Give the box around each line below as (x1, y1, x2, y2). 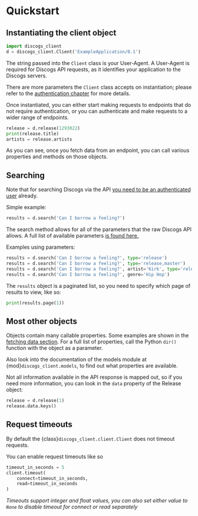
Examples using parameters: (6, 244, 75, 251)
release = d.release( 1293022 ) (6, 125, 81, 131)
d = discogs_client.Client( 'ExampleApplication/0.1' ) (6, 48, 141, 54)
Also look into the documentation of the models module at (6, 356, 147, 363)
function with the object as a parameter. (6, 345, 103, 352)
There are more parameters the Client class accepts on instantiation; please (6, 83, 192, 90)
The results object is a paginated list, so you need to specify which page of (6, 282, 191, 289)
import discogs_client (6, 43, 62, 49)
